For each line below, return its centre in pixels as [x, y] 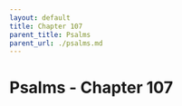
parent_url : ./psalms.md [56, 43]
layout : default [40, 18]
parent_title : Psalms [50, 34]
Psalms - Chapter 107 [91, 88]
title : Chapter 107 [46, 26]
